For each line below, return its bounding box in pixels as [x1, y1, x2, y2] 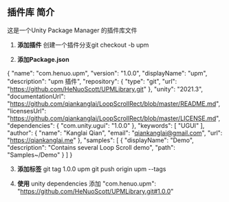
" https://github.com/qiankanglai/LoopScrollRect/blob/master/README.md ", [7, 99, 221, 108]
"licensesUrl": [7, 106, 47, 115]
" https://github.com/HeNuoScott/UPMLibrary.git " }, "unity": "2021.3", [7, 85, 204, 93]
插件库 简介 [7, 6, 55, 19]
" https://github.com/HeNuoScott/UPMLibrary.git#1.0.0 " [17, 187, 174, 195]
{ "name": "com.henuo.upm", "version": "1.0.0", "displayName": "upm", [7, 69, 208, 77]
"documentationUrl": [7, 92, 66, 100]
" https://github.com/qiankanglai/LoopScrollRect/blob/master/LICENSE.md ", [7, 114, 221, 122]
